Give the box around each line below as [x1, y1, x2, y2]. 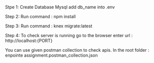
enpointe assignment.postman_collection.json [5, 52, 98, 58]
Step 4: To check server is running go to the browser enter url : [5, 33, 133, 38]
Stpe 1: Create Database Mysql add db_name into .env [5, 4, 115, 10]
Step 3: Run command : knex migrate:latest [5, 23, 92, 29]
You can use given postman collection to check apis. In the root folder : [5, 47, 149, 53]
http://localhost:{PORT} [5, 38, 53, 43]
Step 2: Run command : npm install [5, 14, 76, 19]
